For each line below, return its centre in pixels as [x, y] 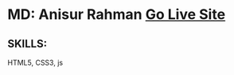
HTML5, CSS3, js [35, 62]
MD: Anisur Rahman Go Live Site [117, 15]
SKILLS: [27, 44]
